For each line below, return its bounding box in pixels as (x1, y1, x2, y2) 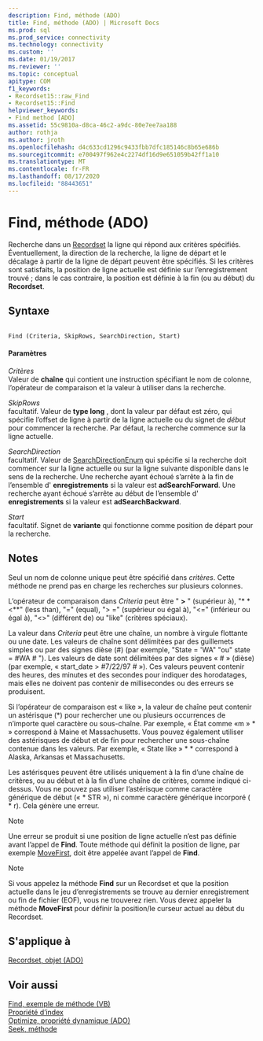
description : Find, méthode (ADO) (8, 11, 122, 20)
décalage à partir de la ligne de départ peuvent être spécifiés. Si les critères (8, 257, 254, 266)
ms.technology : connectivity (8, 41, 104, 49)
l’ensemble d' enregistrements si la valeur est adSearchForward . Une (8, 480, 236, 489)
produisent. (8, 686, 46, 696)
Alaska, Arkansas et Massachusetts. (8, 752, 126, 762)
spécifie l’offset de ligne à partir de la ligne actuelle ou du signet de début (8, 415, 246, 424)
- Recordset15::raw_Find (8, 92, 89, 100)
